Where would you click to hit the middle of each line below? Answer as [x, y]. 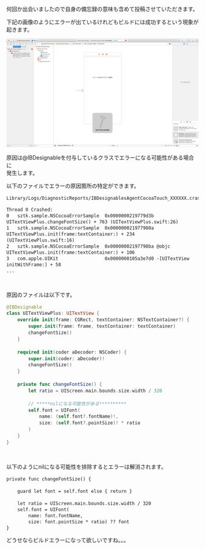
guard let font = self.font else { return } [75, 491]
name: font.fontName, [56, 515]
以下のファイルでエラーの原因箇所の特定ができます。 [73, 186]
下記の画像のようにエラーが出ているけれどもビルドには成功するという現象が [103, 22]
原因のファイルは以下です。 [41, 295]
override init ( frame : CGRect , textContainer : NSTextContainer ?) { [103, 320]
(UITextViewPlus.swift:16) [41, 240]
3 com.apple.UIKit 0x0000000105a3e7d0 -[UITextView [98, 259]
